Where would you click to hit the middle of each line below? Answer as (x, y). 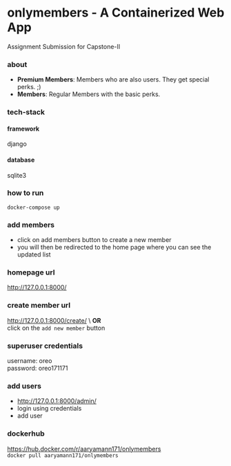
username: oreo (30, 361)
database (21, 160)
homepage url (31, 272)
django (17, 144)
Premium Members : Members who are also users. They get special (113, 80)
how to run (26, 193)
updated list (34, 254)
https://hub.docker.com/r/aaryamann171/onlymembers (84, 449)
